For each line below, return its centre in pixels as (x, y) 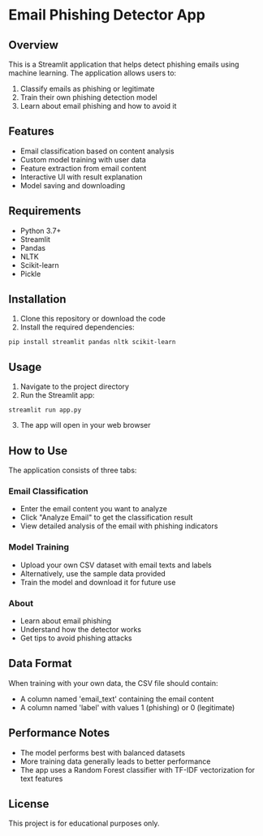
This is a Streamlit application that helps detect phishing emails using (124, 64)
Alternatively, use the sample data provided (93, 573)
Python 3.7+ (41, 231)
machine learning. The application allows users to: (93, 73)
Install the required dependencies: (78, 327)
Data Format (40, 664)
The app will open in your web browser (86, 425)
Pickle (30, 274)
